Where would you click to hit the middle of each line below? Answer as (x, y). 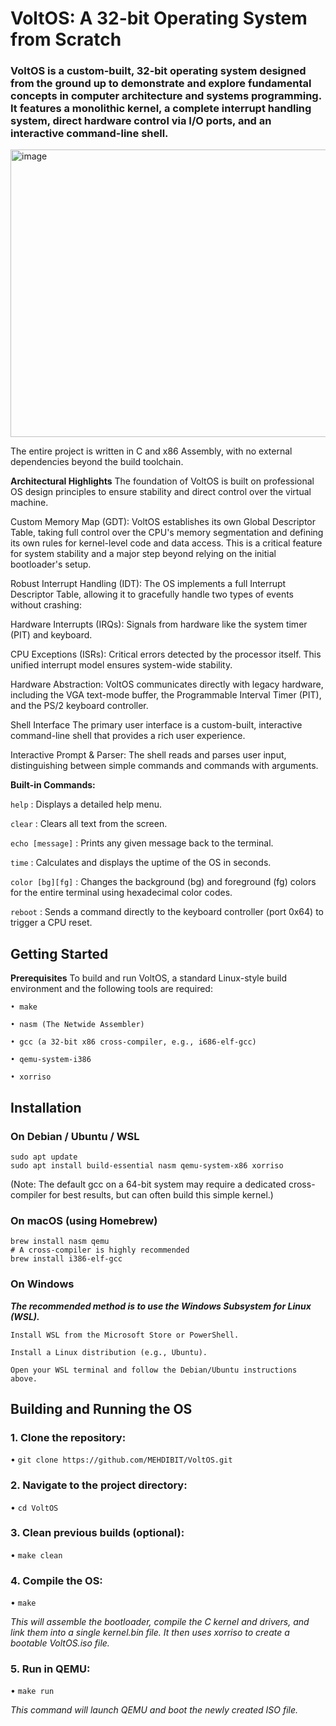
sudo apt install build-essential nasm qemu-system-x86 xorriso (147, 1165)
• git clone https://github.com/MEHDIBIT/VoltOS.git (121, 1459)
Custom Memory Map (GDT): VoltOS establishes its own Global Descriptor (163, 522)
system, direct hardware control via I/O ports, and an (141, 121)
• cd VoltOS (34, 1507)
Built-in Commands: (53, 785)
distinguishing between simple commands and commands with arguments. (164, 766)
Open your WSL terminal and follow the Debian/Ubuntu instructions (154, 1370)
